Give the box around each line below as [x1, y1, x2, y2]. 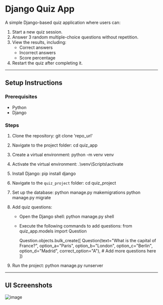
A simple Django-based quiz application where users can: [5, 19, 121, 25]
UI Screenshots [5, 281, 52, 289]
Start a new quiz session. [12, 29, 63, 35]
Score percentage [19, 55, 56, 60]
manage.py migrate [12, 194, 51, 200]
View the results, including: [12, 39, 66, 45]
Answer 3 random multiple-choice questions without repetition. [12, 34, 139, 40]
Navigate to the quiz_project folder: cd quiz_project [12, 180, 116, 186]
